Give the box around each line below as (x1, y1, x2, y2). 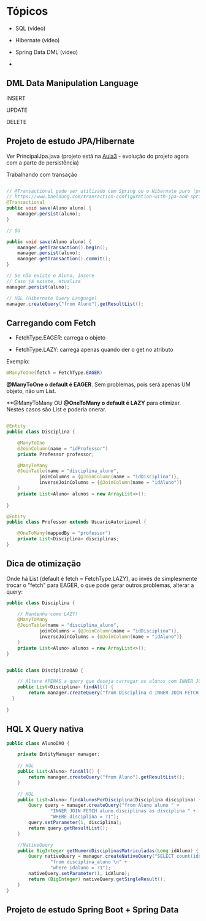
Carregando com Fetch (6, 317, 96, 328)
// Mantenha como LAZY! (17, 611, 78, 617)
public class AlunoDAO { (6, 740, 70, 747)
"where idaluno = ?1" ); (50, 865, 112, 871)
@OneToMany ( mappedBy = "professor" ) (17, 530, 112, 537)
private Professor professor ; (17, 451, 95, 457)
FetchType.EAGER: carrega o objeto (15, 334, 106, 341)
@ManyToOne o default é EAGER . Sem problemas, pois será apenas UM (6, 381, 191, 388)
